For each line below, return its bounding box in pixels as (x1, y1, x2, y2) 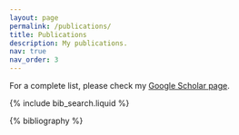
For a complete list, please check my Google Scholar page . (9, 81, 230, 91)
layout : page (9, 13, 59, 23)
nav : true (9, 47, 47, 56)
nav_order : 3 (9, 55, 59, 64)
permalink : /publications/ (9, 22, 112, 31)
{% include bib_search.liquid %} (9, 98, 130, 109)
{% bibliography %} (9, 115, 84, 126)
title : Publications (9, 30, 88, 39)
